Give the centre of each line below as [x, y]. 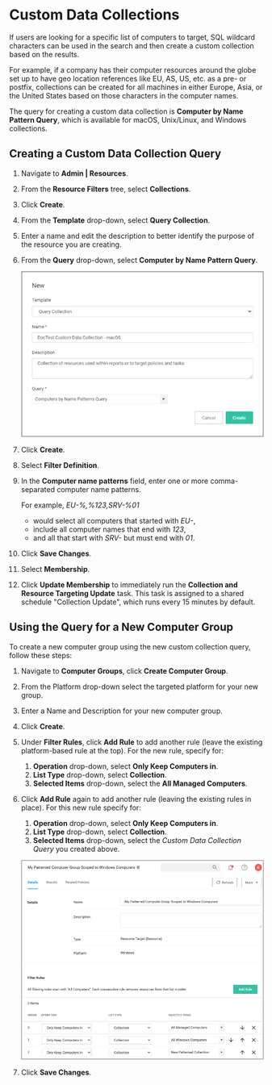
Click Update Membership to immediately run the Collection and [129, 584]
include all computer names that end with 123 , [109, 529]
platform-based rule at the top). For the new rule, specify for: [122, 750]
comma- [224, 481]
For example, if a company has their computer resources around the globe [133, 69]
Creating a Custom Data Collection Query [115, 154]
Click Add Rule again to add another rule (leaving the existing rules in [136, 799]
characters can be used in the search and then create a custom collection [132, 45]
